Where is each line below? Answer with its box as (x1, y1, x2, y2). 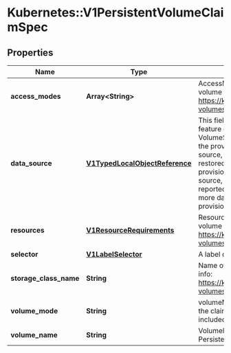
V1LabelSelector (85, 249, 142, 259)
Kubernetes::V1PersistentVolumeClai (7, 5, 224, 21)
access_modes (10, 91, 61, 101)
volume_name (10, 330, 58, 339)
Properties (7, 47, 54, 58)
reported (198, 184, 227, 194)
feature (198, 124, 222, 133)
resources (10, 225, 45, 235)
